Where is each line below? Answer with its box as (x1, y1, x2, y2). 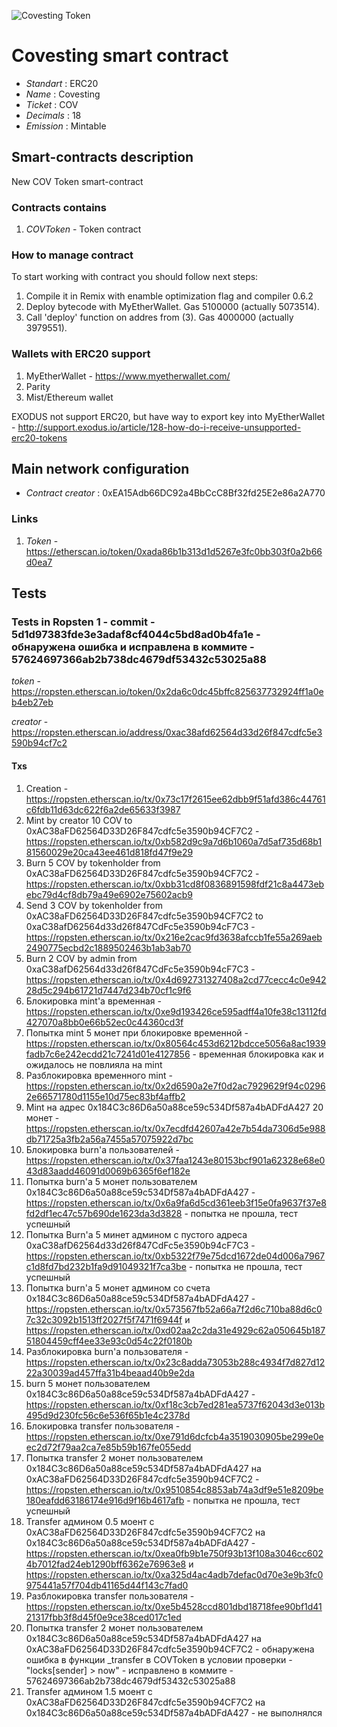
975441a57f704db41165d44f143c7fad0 (25, 1579, 189, 1591)
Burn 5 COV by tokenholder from (25, 856, 161, 869)
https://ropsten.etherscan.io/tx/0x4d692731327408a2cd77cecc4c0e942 (25, 973, 327, 985)
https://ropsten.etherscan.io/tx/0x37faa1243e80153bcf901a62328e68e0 (25, 1154, 326, 1166)
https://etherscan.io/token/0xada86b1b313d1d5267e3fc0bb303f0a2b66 (25, 545, 323, 557)
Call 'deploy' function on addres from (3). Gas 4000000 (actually (25, 311, 294, 324)
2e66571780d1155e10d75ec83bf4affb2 (25, 1090, 186, 1102)
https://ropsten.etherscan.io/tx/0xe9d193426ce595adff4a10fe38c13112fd (25, 1005, 327, 1017)
